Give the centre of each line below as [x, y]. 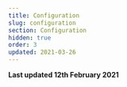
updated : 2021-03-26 [42, 52]
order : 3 [23, 45]
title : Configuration [44, 15]
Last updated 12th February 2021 [63, 75]
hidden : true [30, 38]
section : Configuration [48, 30]
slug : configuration [42, 23]
